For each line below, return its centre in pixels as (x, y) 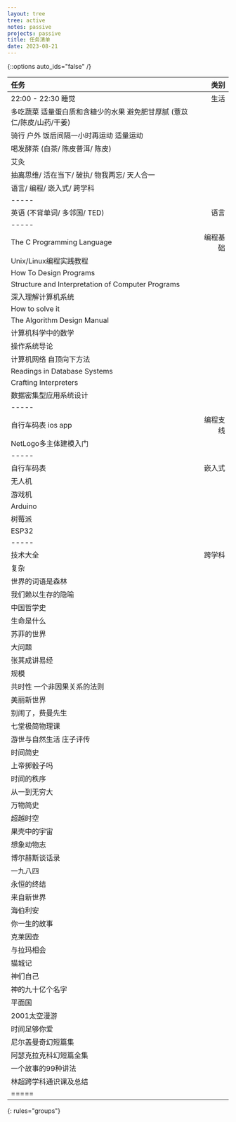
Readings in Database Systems (62, 371)
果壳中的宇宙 (32, 831)
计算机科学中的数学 (43, 333)
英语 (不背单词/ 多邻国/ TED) (58, 213)
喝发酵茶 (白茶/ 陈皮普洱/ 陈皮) (61, 148)
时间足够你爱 (32, 1029)
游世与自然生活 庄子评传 (51, 739)
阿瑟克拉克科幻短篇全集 (50, 1055)
